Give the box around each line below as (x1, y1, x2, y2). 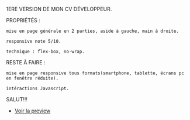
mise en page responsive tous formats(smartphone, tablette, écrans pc (6, 70, 184, 76)
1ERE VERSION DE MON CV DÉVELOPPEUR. (6, 6, 112, 12)
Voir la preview (14, 107, 51, 114)
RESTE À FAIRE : (6, 59, 46, 66)
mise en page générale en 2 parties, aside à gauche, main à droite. (6, 28, 179, 34)
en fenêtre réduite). (6, 76, 59, 81)
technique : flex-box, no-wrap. (6, 49, 85, 54)
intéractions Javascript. (6, 85, 69, 91)
